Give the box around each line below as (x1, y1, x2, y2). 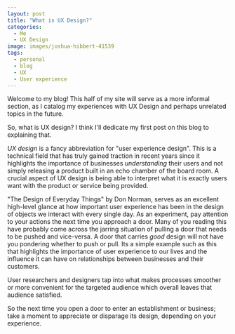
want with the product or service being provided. (7, 182, 149, 190)
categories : (7, 23, 42, 30)
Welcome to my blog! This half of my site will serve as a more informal (7, 95, 210, 103)
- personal (13, 56, 46, 63)
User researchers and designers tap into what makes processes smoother (7, 276, 222, 284)
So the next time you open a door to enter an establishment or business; (7, 305, 216, 313)
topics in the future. (7, 109, 65, 118)
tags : (7, 50, 23, 57)
